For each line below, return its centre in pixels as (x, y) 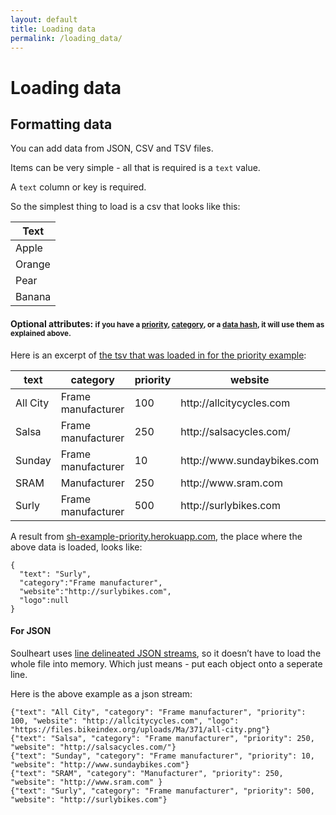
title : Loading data (53, 29)
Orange (33, 264)
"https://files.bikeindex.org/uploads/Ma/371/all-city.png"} (140, 729)
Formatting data (61, 124)
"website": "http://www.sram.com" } (86, 782)
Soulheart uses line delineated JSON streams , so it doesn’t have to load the (166, 653)
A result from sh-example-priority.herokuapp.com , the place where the (156, 536)
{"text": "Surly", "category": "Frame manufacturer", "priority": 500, (162, 791)
